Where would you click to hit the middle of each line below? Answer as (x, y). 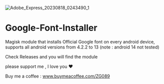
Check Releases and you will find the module (51, 56)
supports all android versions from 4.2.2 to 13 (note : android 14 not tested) (82, 47)
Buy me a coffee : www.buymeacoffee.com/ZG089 (57, 76)
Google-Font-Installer (51, 28)
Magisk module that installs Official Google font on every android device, (80, 41)
